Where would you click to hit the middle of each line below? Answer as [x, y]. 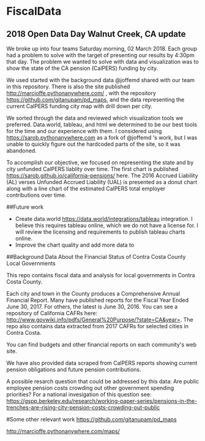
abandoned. [21, 151]
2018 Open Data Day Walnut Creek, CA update [96, 34]
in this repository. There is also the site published [68, 86]
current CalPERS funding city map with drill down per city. [80, 106]
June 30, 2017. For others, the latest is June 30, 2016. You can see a [92, 307]
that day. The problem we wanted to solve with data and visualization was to [102, 62]
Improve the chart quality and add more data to [75, 245]
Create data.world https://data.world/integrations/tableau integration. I [104, 219]
